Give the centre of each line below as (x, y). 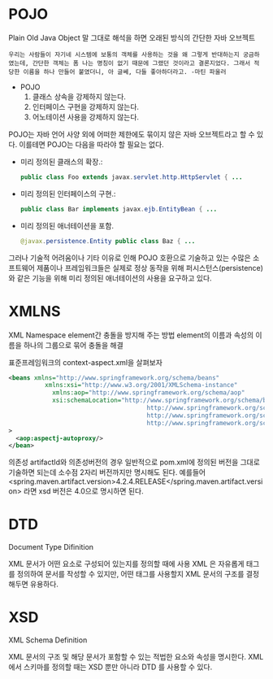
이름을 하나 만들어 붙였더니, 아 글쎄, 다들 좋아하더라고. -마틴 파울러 (125, 72)
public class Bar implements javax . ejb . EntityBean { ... (119, 209)
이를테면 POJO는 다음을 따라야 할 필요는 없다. (91, 144)
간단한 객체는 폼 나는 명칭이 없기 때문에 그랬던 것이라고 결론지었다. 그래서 (141, 63)
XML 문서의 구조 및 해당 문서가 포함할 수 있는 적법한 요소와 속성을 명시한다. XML (136, 657)
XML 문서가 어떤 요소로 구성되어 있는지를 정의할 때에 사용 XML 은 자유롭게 (127, 564)
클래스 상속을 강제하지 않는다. (79, 96)
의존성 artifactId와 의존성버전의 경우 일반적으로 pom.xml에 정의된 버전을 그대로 (134, 462)
